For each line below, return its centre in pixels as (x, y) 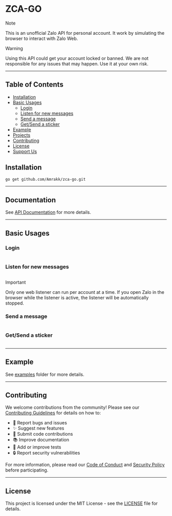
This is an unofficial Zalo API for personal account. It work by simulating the (85, 33)
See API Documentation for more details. (48, 212)
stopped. (15, 303)
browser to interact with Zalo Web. (42, 38)
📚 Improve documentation (41, 440)
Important (16, 283)
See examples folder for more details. (45, 374)
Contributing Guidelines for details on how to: (53, 413)
